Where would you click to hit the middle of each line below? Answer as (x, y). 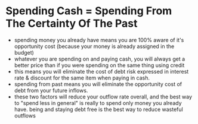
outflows (25, 115)
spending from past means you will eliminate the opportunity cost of (98, 84)
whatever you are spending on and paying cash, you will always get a (100, 59)
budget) (24, 52)
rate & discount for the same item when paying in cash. (82, 78)
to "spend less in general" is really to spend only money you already (98, 103)
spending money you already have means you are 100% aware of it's (99, 40)
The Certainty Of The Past (72, 23)
